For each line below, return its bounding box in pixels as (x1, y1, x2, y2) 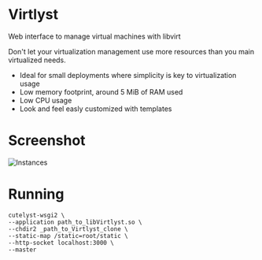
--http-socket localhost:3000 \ (8, 239, 114, 247)
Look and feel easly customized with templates (19, 104, 172, 113)
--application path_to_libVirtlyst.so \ (8, 218, 143, 226)
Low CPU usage (19, 95, 72, 105)
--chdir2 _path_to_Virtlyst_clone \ (8, 225, 128, 233)
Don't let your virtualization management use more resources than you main (8, 46, 254, 56)
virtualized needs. (8, 55, 67, 65)
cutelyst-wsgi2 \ (8, 211, 65, 219)
